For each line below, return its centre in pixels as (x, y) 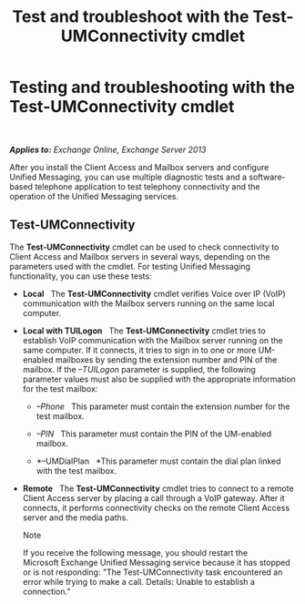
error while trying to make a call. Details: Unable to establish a (138, 581)
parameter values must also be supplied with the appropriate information (159, 379)
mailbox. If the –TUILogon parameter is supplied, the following (139, 369)
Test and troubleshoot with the (131, 17)
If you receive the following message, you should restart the (135, 552)
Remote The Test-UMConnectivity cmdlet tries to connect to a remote (158, 488)
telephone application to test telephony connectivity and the (147, 186)
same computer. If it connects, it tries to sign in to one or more (139, 350)
